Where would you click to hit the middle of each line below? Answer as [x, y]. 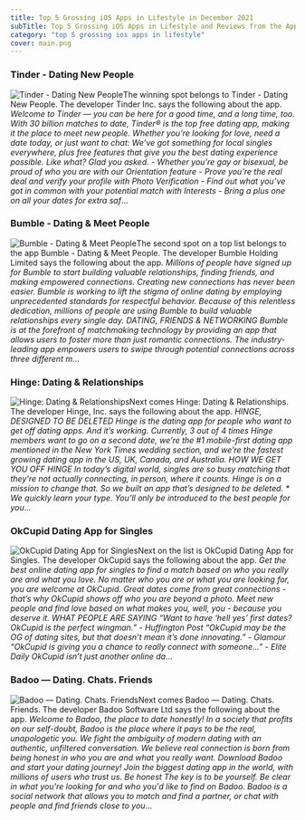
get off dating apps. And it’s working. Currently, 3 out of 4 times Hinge [142, 431]
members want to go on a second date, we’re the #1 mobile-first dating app [152, 441]
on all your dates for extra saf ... [69, 200]
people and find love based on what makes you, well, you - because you [146, 608]
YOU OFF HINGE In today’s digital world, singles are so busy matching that [150, 469]
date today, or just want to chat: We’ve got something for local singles [141, 142]
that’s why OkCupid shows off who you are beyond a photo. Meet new [142, 599]
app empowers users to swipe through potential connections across [167, 348]
